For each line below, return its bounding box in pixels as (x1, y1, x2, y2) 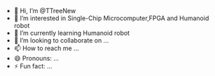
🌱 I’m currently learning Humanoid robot (13, 29, 130, 37)
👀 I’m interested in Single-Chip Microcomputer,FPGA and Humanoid (13, 14, 209, 22)
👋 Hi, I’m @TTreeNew (13, 7, 76, 15)
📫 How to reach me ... (13, 44, 79, 52)
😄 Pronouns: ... (13, 54, 60, 62)
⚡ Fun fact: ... (13, 62, 53, 70)
